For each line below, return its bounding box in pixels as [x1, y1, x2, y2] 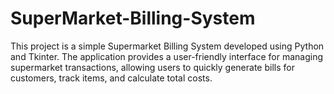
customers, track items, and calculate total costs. [10, 72, 213, 84]
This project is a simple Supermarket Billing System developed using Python [10, 40, 325, 52]
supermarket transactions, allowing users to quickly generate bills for [10, 61, 295, 73]
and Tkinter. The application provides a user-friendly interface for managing [10, 50, 324, 62]
